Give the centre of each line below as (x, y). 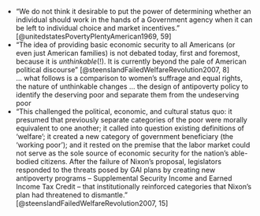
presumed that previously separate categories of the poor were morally (132, 120)
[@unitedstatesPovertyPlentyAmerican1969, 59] (93, 36)
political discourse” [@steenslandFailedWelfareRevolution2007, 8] (123, 70)
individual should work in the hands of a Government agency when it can (134, 20)
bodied (27, 161)
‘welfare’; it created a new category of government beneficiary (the (124, 136)
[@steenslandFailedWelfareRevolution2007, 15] (92, 203)
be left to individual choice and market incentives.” (98, 28)
